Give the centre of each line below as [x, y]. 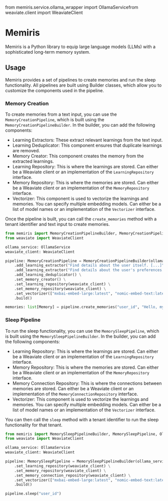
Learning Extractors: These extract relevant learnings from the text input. [87, 140]
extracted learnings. [33, 161]
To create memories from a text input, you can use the [61, 114]
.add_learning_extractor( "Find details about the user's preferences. [89, 270]
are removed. [26, 151]
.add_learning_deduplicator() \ [48, 275]
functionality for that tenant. [34, 425]
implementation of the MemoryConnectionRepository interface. [75, 394]
